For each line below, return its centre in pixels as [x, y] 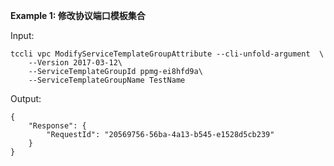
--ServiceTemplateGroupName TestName [107, 80]
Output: [26, 98]
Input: [22, 35]
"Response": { [57, 126]
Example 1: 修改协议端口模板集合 [78, 15]
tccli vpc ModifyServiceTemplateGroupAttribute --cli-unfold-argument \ [167, 54]
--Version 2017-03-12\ [75, 63]
